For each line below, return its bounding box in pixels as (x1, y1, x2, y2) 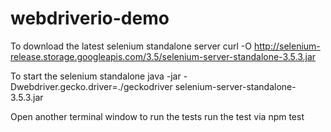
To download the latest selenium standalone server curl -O (10, 40, 252, 52)
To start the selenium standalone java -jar (10, 70, 182, 82)
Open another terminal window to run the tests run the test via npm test (10, 110, 305, 122)
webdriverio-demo (10, 7, 170, 30)
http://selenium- (253, 40, 321, 52)
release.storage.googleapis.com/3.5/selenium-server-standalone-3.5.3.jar (10, 50, 317, 62)
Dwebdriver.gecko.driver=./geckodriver (10, 80, 173, 92)
